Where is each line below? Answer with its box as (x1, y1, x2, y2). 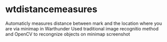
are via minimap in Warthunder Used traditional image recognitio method (5, 25, 159, 31)
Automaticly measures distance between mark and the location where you (5, 20, 162, 26)
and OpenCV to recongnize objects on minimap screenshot (5, 31, 131, 37)
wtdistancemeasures (5, 4, 97, 15)
